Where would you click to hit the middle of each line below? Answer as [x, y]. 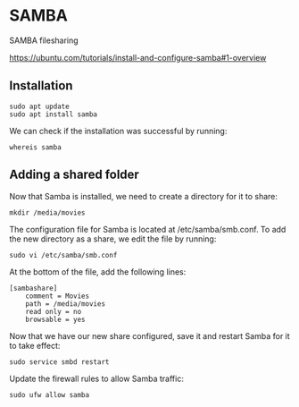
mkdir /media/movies [48, 212]
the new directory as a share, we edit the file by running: [113, 239]
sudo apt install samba [54, 114]
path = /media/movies [65, 304]
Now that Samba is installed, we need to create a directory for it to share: [144, 196]
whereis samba [36, 147]
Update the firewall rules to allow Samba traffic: [97, 378]
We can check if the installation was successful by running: [118, 131]
